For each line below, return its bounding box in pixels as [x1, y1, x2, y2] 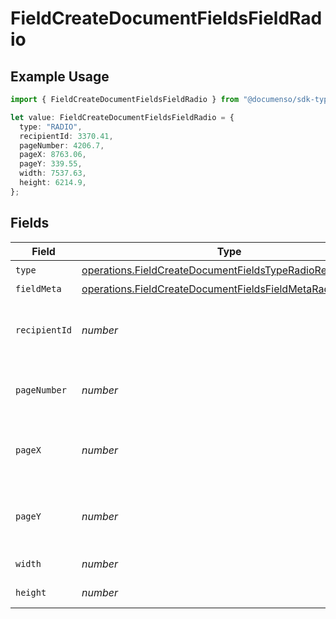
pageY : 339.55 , [19, 159, 83, 169]
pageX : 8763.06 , [19, 150, 87, 160]
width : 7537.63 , [19, 168, 87, 179]
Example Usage [10, 68, 110, 85]
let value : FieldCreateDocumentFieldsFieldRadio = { [10, 112, 235, 122]
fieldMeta [15, 283, 62, 294]
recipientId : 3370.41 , [19, 131, 114, 141]
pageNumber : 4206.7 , [19, 140, 105, 151]
